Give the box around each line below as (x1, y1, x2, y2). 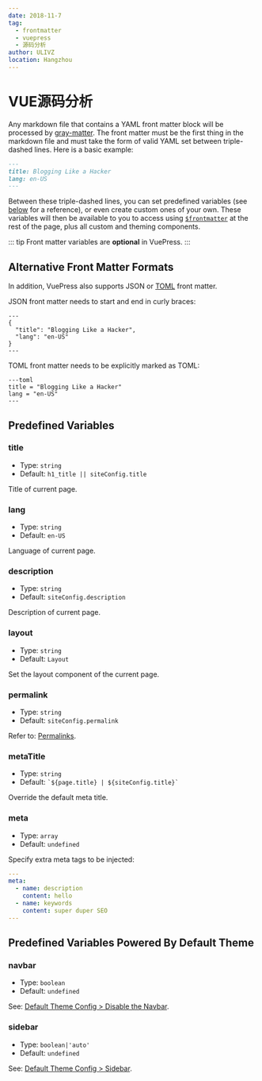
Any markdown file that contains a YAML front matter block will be (8, 119, 224, 129)
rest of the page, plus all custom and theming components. (8, 222, 201, 231)
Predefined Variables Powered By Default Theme (8, 936, 255, 950)
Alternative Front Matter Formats (8, 260, 174, 274)
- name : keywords (15, 899, 73, 908)
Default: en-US (19, 531, 66, 540)
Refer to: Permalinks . (8, 732, 77, 740)
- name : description (15, 885, 83, 893)
